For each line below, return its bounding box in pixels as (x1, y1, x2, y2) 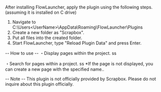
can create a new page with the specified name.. (5, 66, 105, 72)
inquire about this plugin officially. (5, 81, 74, 87)
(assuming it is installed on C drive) (5, 9, 77, 15)
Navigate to (12, 19, 36, 25)
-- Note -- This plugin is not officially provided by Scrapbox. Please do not (5, 76, 157, 82)
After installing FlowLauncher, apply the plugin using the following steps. (5, 4, 153, 10)
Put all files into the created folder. (12, 35, 82, 41)
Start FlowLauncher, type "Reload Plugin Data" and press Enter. (12, 40, 142, 46)
